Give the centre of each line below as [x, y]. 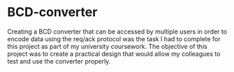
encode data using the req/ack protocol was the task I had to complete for [114, 38]
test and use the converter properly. [59, 61]
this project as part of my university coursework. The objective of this [107, 46]
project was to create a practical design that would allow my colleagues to [114, 54]
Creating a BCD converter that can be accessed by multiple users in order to [117, 31]
